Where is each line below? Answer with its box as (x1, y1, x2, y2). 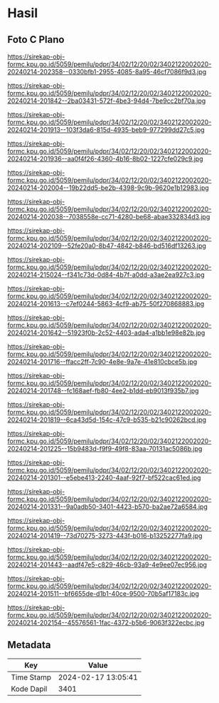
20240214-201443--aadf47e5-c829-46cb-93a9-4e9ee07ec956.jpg (7, 560, 208, 569)
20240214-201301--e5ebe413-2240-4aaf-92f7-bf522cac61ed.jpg (7, 473, 201, 482)
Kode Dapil (11, 684, 48, 694)
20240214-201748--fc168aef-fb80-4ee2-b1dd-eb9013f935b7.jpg (7, 387, 199, 395)
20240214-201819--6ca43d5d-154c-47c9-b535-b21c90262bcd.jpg (7, 415, 206, 424)
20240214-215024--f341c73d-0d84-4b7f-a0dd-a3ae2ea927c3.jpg (7, 270, 205, 279)
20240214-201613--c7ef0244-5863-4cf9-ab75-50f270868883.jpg (7, 300, 205, 308)
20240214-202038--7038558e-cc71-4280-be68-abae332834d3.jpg (7, 213, 210, 221)
